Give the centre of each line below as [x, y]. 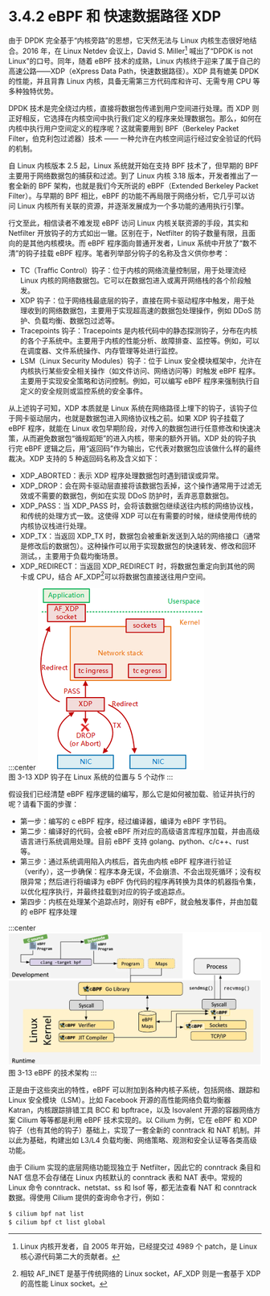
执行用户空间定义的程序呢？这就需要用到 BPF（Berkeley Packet [134, 128]
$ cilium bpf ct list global [57, 1222]
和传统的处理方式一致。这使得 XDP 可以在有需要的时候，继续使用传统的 [138, 515]
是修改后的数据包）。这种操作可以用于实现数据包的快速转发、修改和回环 [138, 546]
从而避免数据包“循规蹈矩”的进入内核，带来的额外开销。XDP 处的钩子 [135, 438]
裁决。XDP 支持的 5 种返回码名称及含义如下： [84, 458]
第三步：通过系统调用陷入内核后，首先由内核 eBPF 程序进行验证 [126, 861]
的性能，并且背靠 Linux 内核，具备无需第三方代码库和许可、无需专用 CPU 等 [134, 80]
